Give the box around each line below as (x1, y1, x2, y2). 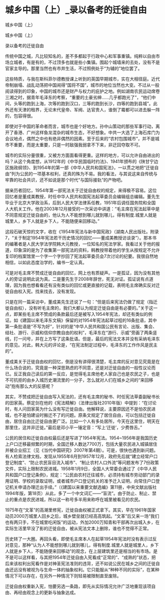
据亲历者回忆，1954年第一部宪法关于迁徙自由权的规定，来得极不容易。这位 (5, 187, 157, 193)
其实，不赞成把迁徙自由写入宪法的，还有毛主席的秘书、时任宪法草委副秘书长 (5, 394, 160, 400)
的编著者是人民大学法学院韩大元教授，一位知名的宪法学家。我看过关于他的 (5, 241, 156, 247)
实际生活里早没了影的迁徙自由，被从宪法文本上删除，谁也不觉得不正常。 (5, 525, 151, 531)
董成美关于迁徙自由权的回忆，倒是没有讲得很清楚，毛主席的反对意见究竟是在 (5, 358, 160, 365)
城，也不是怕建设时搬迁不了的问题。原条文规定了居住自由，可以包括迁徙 (5, 412, 151, 418)
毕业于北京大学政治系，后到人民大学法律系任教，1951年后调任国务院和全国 (5, 200, 156, 205)
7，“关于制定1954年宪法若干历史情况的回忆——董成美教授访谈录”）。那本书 (5, 234, 157, 240)
